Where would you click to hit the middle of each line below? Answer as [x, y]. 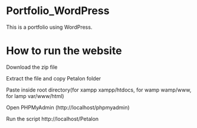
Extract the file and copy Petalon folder [54, 78]
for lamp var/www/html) [35, 96]
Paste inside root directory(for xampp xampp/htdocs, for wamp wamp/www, [99, 90]
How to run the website [64, 51]
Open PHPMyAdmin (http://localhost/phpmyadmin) [68, 107]
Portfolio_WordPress [58, 11]
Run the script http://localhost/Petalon [52, 119]
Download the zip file [32, 67]
